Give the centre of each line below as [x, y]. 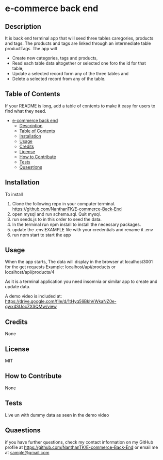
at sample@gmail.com [27, 452]
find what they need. [26, 111]
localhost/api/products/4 [30, 272]
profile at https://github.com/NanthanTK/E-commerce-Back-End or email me [81, 447]
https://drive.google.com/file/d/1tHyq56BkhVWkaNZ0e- [61, 301]
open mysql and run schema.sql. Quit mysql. [57, 214]
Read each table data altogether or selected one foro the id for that [79, 63]
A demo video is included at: [33, 296]
